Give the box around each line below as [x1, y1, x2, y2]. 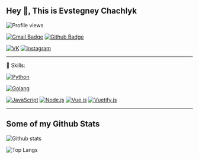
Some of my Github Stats [6, 119, 100, 129]
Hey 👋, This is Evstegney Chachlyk [6, 6, 137, 16]
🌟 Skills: [6, 62, 25, 69]
